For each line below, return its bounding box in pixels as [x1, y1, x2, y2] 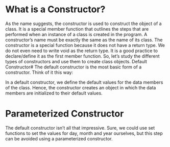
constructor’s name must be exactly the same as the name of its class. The [5, 37, 163, 43]
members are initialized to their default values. [5, 90, 103, 96]
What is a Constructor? [5, 4, 106, 15]
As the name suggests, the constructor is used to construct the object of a [5, 20, 162, 27]
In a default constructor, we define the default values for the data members [5, 79, 163, 85]
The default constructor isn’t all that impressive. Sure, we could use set [5, 125, 155, 131]
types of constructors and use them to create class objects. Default [5, 58, 147, 64]
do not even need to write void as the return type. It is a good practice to [5, 47, 158, 54]
